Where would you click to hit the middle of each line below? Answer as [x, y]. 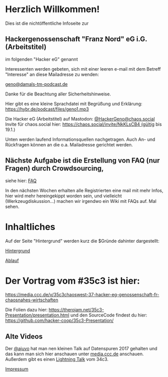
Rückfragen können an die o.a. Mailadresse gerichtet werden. [69, 144]
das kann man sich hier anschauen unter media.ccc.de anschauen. [75, 354]
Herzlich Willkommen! [53, 9]
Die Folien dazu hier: [26, 310]
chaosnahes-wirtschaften [32, 300]
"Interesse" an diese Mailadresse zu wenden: [52, 74]
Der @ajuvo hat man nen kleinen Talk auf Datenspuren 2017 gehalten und [81, 349]
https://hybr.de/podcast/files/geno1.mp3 [47, 109]
